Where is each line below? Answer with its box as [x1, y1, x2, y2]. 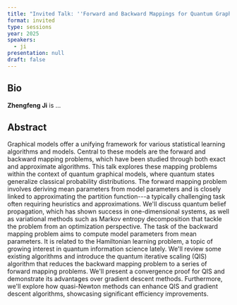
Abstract [7, 121, 47, 133]
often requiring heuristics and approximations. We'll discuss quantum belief [7, 200, 227, 208]
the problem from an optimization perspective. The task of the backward [7, 223, 219, 231]
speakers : [7, 37, 37, 44]
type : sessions [7, 23, 52, 30]
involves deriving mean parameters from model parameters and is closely [7, 185, 221, 194]
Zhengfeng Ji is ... [7, 101, 61, 109]
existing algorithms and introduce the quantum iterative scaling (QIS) [7, 252, 207, 261]
